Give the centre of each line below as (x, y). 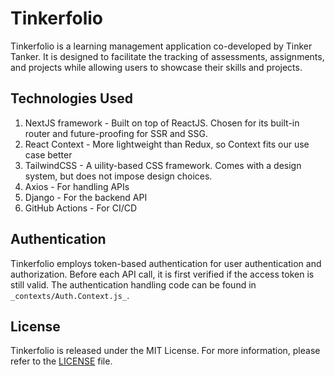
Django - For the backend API (86, 197)
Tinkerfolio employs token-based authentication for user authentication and (166, 263)
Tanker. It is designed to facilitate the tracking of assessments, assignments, (167, 56)
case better (48, 154)
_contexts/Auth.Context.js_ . (70, 295)
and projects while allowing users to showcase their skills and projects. (156, 67)
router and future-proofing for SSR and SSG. (116, 133)
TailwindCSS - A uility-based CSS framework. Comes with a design (163, 165)
